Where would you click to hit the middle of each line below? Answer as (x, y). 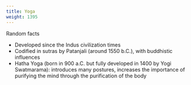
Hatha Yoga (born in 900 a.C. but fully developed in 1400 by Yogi (93, 63)
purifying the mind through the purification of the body (81, 76)
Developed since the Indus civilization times (68, 45)
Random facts (23, 33)
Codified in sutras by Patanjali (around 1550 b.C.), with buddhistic (93, 51)
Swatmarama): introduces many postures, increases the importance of (100, 69)
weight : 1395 (22, 17)
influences (27, 57)
